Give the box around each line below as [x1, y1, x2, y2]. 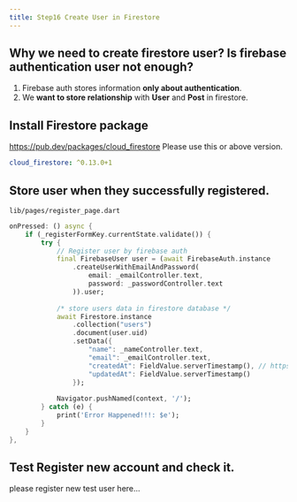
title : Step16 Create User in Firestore [9, 12, 161, 22]
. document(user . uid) [72, 329, 148, 338]
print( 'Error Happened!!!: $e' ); [56, 411, 179, 420]
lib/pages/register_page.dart [9, 206, 121, 215]
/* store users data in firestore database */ [56, 304, 232, 313]
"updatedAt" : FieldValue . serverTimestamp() [88, 369, 251, 378]
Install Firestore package [9, 118, 148, 133]
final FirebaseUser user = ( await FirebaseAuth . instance [56, 255, 271, 263]
